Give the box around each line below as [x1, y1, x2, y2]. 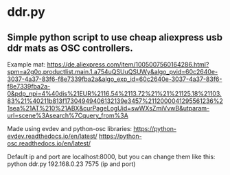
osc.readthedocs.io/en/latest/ [7, 139, 91, 148]
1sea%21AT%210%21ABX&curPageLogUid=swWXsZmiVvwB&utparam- [7, 104, 210, 112]
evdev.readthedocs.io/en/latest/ [7, 132, 97, 140]
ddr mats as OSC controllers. [7, 42, 134, 54]
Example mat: [7, 60, 46, 69]
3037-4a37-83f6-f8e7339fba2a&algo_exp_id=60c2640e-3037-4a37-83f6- [7, 75, 222, 83]
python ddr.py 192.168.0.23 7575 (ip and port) [7, 160, 136, 168]
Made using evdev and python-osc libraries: [7, 125, 133, 132]
